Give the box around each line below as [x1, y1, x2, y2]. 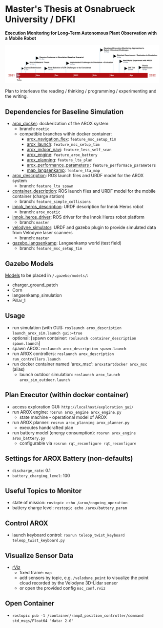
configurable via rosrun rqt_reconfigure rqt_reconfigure [19, 440, 137, 446]
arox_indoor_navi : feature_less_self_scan [26, 147, 112, 153]
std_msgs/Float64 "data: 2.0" [12, 618, 74, 623]
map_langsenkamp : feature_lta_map [26, 167, 100, 173]
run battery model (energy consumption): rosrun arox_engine [12, 429, 136, 436]
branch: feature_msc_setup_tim [19, 246, 82, 251]
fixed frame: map [19, 569, 52, 575]
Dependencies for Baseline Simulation [5, 108, 124, 116]
